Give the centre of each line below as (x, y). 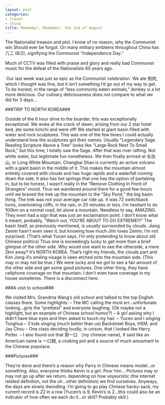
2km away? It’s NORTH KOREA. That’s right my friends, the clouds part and (81, 252)
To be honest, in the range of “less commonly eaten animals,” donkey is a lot (83, 89)
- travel (14, 19)
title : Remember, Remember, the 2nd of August (54, 28)
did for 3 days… (21, 100)
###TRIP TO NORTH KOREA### (38, 110)
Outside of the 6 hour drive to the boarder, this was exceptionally (71, 119)
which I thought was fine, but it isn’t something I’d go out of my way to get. (81, 84)
